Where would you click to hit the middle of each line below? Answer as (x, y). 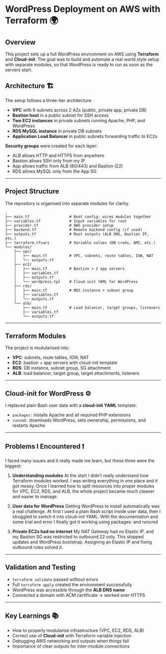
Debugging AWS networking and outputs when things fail (71, 641)
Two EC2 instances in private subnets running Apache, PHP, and (79, 120)
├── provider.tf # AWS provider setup (59, 225)
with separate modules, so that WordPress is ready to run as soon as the (79, 65)
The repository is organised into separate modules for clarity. (67, 203)
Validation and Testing (40, 567)
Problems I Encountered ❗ (45, 446)
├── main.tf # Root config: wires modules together (78, 217)
